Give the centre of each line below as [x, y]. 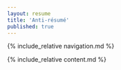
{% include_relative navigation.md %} [61, 46]
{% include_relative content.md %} [57, 60]
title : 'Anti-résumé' [38, 20]
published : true [30, 26]
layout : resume [29, 14]
